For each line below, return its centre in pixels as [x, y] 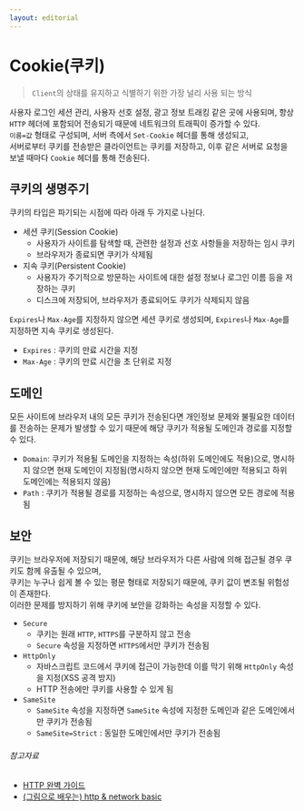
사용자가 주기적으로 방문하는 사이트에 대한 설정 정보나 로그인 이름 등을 [160, 278]
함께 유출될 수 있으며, [64, 571]
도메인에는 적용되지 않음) [67, 482]
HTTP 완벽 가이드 [54, 786]
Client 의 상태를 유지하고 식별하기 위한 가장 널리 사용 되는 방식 [142, 93]
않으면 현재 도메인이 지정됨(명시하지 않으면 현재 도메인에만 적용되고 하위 [160, 471]
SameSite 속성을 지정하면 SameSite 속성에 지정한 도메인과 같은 [146, 710]
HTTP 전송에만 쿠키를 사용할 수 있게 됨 [105, 689]
